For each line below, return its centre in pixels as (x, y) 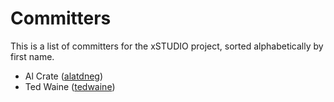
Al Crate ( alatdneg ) (64, 76)
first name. (32, 56)
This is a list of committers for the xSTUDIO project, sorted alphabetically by (167, 46)
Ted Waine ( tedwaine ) (70, 86)
